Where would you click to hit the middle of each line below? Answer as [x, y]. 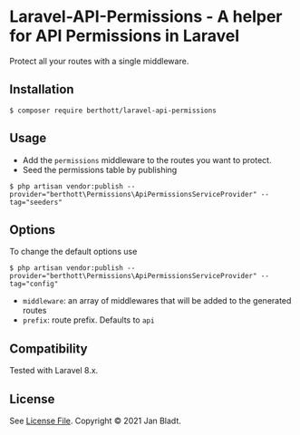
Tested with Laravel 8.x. [54, 371]
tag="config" [34, 284]
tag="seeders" [36, 202]
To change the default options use [73, 252]
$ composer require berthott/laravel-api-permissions [113, 111]
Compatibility [48, 348]
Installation [42, 89]
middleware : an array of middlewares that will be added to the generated [157, 301]
